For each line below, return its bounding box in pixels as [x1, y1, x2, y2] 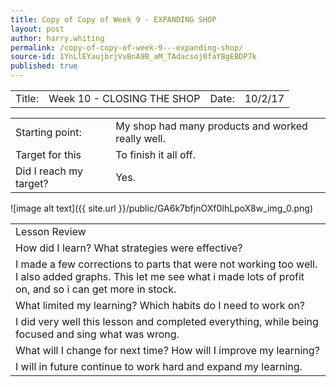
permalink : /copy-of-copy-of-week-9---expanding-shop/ [10, 42, 244, 53]
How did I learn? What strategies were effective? [15, 241, 243, 255]
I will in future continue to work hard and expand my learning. [15, 360, 303, 373]
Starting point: [15, 126, 82, 139]
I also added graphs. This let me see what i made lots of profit [15, 270, 305, 283]
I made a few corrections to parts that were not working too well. [15, 257, 318, 271]
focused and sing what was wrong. [15, 327, 180, 341]
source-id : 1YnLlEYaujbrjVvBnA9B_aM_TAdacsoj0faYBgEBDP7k [10, 52, 257, 62]
